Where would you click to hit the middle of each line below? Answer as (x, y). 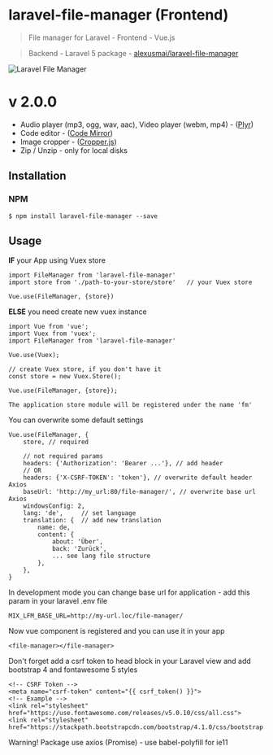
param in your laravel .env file (58, 601)
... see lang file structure (101, 556)
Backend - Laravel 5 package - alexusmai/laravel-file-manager (133, 53)
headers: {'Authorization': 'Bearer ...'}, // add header (123, 464)
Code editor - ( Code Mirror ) (67, 133)
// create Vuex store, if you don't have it (85, 369)
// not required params (63, 456)
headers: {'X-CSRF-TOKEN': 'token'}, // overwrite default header (138, 478)
